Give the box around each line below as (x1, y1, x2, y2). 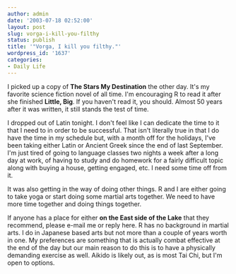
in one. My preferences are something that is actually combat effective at (7, 236, 220, 244)
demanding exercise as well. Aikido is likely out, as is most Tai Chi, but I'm (7, 251, 223, 259)
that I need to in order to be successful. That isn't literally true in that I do (7, 126, 220, 134)
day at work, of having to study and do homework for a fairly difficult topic (7, 156, 224, 165)
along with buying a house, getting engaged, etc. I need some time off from (7, 163, 228, 172)
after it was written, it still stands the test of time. (7, 105, 150, 113)
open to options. (7, 258, 55, 267)
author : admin (7, 10, 49, 18)
